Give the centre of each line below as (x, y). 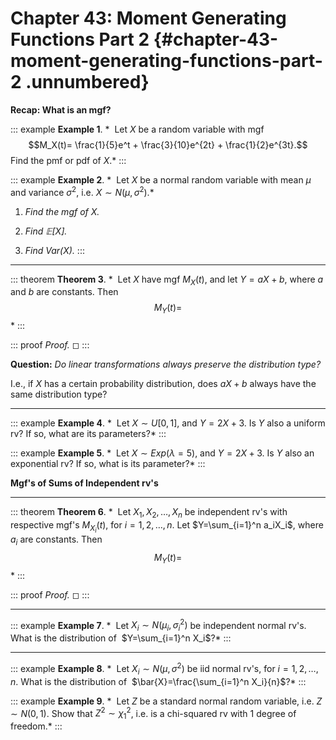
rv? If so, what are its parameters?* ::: (88, 434)
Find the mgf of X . (62, 211)
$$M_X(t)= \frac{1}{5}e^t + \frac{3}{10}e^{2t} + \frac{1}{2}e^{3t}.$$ (168, 144)
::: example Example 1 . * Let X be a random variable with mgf (137, 129)
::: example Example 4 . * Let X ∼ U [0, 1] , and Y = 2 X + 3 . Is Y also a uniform (168, 423)
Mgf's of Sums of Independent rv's (84, 483)
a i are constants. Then (56, 540)
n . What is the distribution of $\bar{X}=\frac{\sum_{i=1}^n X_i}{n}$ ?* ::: (158, 681)
